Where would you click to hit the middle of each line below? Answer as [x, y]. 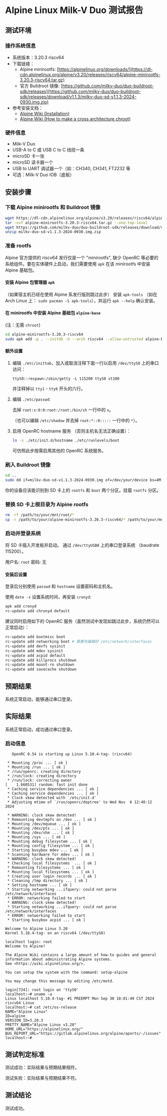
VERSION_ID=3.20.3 [24, 1021]
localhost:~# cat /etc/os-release [41, 1007]
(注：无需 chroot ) [23, 325]
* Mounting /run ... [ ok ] [36, 767]
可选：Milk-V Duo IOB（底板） [43, 175]
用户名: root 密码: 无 [26, 562]
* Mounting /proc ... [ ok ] [38, 763]
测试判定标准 [25, 1054]
